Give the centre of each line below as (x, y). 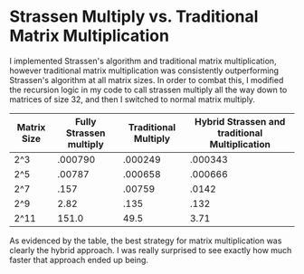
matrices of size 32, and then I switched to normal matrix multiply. (133, 99)
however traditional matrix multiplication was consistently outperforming (144, 71)
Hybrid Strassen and (240, 121)
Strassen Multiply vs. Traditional (134, 17)
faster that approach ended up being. (79, 260)
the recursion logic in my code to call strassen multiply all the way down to (148, 90)
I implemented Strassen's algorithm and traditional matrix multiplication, (143, 61)
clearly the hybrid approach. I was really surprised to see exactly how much (151, 250)
